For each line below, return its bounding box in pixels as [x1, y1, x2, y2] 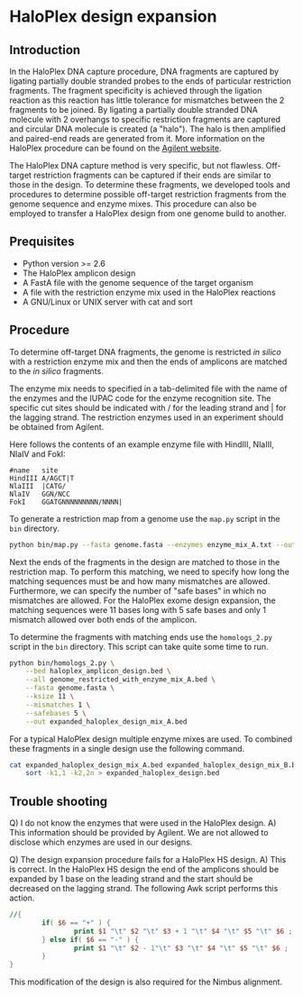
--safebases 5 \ [25, 708, 87, 717]
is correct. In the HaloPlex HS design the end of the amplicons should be [9, 864, 280, 875]
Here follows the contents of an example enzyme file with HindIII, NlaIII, [9, 439, 275, 450]
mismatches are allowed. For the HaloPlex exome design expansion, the [9, 595, 277, 606]
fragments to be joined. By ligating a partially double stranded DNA [9, 105, 259, 114]
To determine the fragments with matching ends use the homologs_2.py [9, 631, 273, 642]
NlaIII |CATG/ [9, 481, 67, 490]
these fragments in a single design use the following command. [9, 743, 245, 754]
